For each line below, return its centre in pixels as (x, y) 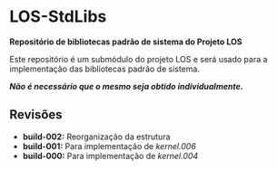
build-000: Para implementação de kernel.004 (110, 156)
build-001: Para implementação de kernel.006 (109, 146)
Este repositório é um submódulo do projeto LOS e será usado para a (138, 59)
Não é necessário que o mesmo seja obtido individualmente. (126, 86)
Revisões (36, 115)
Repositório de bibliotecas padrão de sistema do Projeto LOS (126, 42)
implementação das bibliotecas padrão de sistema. (104, 69)
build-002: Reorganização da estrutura (96, 137)
